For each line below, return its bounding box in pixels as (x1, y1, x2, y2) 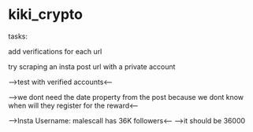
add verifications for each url (8, 46, 102, 56)
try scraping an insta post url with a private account (8, 61, 176, 71)
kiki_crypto (8, 5, 83, 24)
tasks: (8, 31, 28, 41)
